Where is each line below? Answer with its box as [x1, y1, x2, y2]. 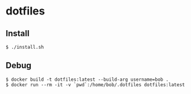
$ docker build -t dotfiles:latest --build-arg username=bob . [5, 77, 169, 83]
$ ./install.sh [5, 44, 44, 50]
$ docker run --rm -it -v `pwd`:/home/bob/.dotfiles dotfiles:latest [5, 81, 186, 88]
